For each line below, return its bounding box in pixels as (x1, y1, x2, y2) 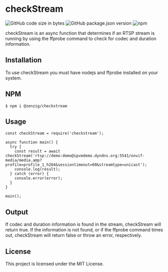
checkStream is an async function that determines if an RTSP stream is (5, 30, 155, 36)
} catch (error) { (10, 171, 50, 177)
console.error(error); (14, 176, 63, 181)
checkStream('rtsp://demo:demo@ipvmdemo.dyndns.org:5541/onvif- (5, 153, 145, 159)
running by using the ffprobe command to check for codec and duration (5, 35, 157, 42)
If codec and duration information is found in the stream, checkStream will (5, 221, 161, 227)
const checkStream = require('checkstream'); (5, 131, 104, 136)
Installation (5, 56, 42, 65)
